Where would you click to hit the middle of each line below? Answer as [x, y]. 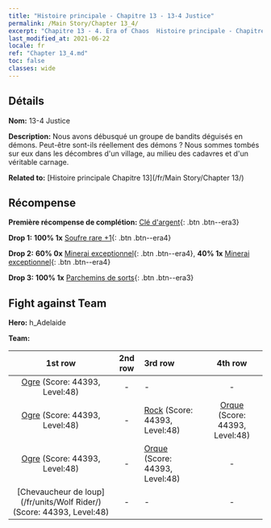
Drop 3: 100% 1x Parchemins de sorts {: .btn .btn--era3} [101, 278]
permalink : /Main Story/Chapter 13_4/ [73, 23]
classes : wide [32, 69]
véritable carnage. [39, 161]
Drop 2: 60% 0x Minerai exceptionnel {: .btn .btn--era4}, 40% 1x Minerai [129, 254]
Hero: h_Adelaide [37, 323]
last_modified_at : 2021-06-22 [59, 38]
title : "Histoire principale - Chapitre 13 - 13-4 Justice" [112, 16]
